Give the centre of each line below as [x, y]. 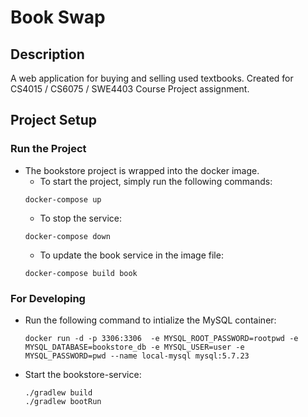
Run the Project [48, 149]
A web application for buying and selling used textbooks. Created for [152, 78]
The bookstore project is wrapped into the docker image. [142, 170]
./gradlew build [58, 392]
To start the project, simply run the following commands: [156, 181]
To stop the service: [81, 218]
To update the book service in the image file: [131, 255]
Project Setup [54, 120]
